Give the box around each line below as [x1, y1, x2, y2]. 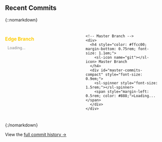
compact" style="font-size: [85, 72, 143, 77]
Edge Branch [5, 36, 34, 42]
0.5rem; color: [85, 93, 117, 98]
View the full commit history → [5, 131, 67, 137]
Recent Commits [5, 4, 57, 12]
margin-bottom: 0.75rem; [85, 46, 136, 51]
